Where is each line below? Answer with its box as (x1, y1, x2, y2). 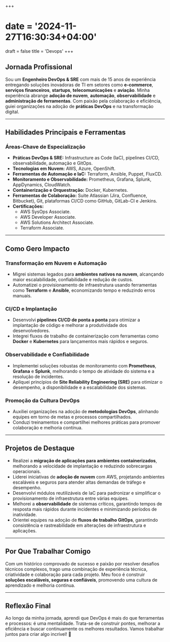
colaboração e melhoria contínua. (12, 425, 83, 431)
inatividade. (12, 511, 37, 518)
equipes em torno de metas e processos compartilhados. (12, 414, 132, 420)
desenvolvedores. (12, 328, 50, 334)
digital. (5, 109, 19, 115)
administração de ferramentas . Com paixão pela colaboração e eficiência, (5, 97, 162, 104)
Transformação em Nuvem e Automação (5, 259, 107, 266)
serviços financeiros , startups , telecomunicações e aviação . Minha (5, 87, 150, 93)
